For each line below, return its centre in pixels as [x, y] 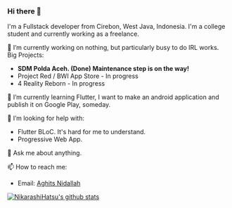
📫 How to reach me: [37, 167]
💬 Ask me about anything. [45, 153]
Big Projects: [26, 55]
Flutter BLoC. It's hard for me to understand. [82, 132]
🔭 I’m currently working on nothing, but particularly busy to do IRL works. [113, 48]
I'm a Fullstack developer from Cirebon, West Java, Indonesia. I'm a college [116, 27]
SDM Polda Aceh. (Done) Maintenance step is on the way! [103, 69]
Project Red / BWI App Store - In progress [78, 76]
